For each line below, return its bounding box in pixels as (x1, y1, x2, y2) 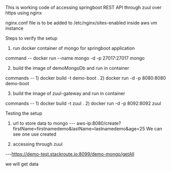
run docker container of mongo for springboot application (12, 45, 135, 51)
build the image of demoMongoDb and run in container (12, 65, 129, 71)
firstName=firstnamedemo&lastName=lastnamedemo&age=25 (12, 126, 145, 131)
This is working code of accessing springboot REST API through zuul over (5, 5, 162, 10)
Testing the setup (5, 110, 43, 116)
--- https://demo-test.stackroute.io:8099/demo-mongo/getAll (5, 151, 135, 157)
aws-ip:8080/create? (76, 120, 121, 126)
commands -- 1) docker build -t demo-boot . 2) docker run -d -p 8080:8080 (5, 75, 166, 81)
